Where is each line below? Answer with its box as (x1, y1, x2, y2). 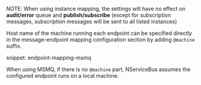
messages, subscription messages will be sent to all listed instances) (6, 18, 178, 25)
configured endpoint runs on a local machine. (6, 72, 119, 79)
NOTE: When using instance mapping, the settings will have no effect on (6, 5, 185, 12)
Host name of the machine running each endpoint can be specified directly (6, 30, 193, 37)
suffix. (6, 42, 22, 49)
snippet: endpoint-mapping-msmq (6, 54, 91, 61)
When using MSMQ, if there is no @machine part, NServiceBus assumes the (6, 66, 191, 73)
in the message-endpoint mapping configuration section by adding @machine (6, 36, 195, 43)
